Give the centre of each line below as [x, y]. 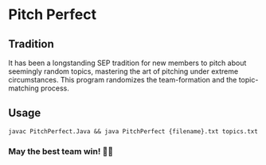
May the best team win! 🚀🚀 [61, 151]
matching [24, 88]
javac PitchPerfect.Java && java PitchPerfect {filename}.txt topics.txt [133, 131]
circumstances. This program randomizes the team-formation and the [123, 80]
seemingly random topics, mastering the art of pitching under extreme [123, 71]
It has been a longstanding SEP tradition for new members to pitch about [127, 63]
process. [55, 88]
